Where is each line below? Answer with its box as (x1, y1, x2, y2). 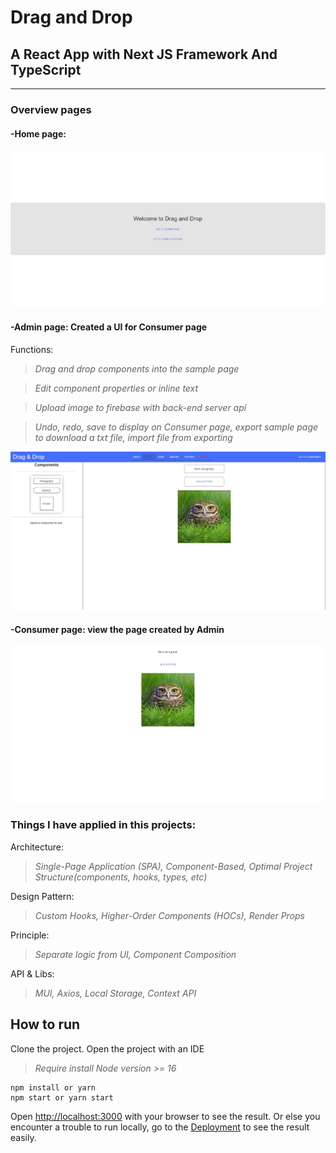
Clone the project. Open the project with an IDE (10, 1042, 205, 1055)
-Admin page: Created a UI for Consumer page (10, 321, 208, 333)
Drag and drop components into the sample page (34, 362, 240, 375)
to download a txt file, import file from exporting (34, 431, 233, 443)
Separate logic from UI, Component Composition (34, 948, 237, 960)
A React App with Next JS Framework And (10, 46, 278, 63)
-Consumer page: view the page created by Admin (10, 623, 225, 635)
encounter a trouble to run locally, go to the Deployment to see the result (10, 1121, 310, 1133)
